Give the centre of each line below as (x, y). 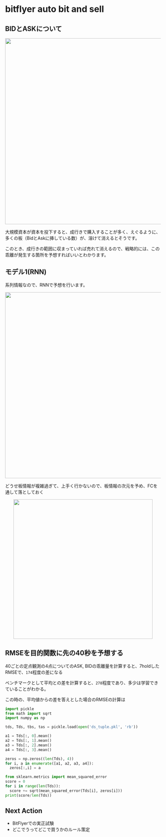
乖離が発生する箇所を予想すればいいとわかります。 (57, 255)
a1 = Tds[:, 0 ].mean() (28, 736)
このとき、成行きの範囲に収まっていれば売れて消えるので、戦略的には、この (83, 249)
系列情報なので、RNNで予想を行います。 (46, 285)
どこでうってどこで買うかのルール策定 (51, 830)
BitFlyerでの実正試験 (33, 823)
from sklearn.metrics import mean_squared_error (56, 777)
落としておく (31, 492)
